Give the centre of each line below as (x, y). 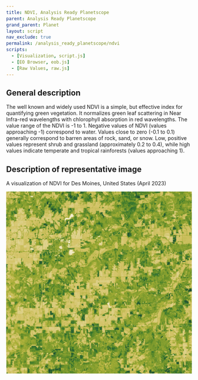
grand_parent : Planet (33, 25)
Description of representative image (74, 169)
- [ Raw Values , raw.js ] (40, 68)
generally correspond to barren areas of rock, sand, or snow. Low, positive (97, 138)
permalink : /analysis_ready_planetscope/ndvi (63, 44)
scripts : (17, 50)
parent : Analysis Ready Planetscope (51, 19)
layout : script (25, 31)
